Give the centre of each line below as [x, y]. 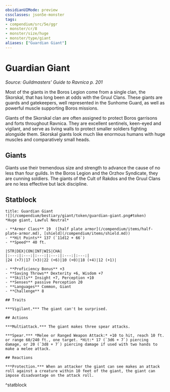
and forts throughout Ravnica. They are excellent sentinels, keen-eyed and [83, 123]
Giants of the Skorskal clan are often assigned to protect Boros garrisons [81, 118]
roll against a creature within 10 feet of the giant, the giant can [80, 371]
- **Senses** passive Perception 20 [44, 282]
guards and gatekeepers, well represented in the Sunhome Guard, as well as [85, 102]
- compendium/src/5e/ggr [31, 24]
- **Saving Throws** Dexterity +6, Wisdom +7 [54, 274]
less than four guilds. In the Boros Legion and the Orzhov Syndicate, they [82, 173]
